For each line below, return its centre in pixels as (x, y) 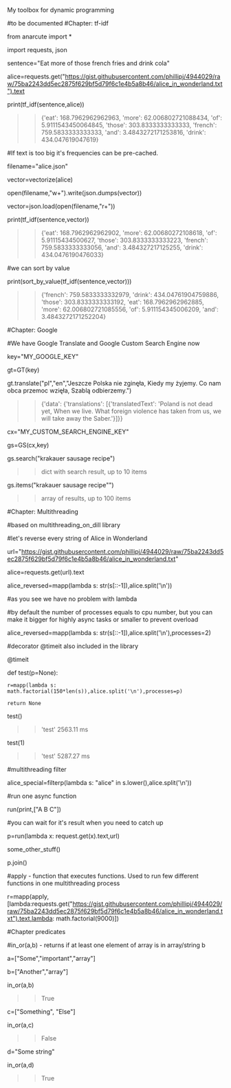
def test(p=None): (33, 673)
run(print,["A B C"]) (34, 809)
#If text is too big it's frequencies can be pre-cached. (83, 153)
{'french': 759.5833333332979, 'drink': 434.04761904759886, (130, 295)
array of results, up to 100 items (86, 498)
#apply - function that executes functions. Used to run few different (103, 876)
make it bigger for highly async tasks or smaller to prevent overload (103, 619)
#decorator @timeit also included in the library (73, 646)
